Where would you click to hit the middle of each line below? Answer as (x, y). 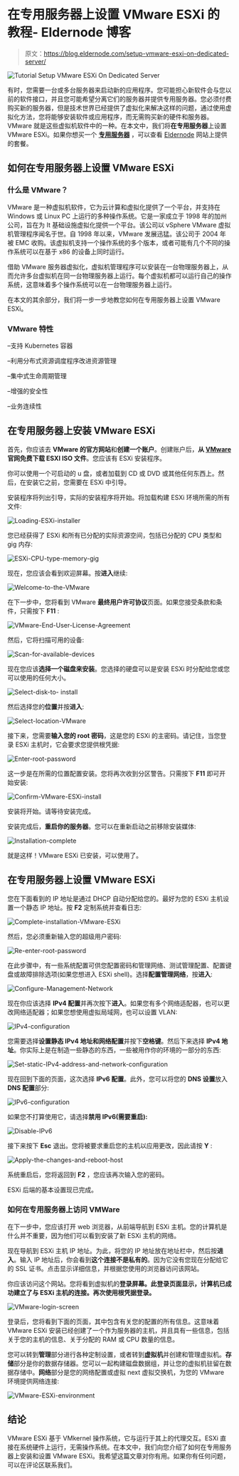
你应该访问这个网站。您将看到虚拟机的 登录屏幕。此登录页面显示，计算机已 (116, 1284)
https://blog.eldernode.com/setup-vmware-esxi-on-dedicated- (137, 53)
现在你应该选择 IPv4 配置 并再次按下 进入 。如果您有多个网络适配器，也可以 (116, 1003)
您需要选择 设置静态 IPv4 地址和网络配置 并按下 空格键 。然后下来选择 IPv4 (114, 1041)
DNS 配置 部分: (28, 1088)
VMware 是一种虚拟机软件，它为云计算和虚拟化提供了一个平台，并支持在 (114, 207)
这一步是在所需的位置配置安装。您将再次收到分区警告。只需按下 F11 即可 (113, 773)
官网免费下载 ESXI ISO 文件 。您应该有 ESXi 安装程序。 (86, 458)
